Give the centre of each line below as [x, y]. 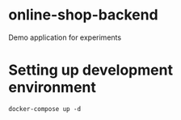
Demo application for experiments [65, 37]
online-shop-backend [84, 15]
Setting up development [91, 70]
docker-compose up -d [45, 109]
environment [53, 88]
